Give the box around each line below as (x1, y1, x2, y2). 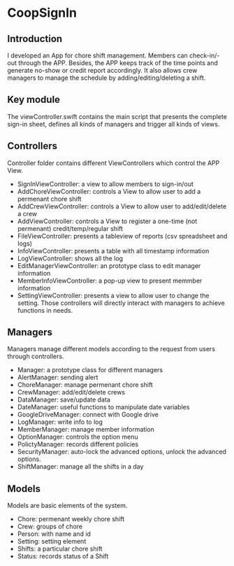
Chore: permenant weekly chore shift (17, 515, 125, 523)
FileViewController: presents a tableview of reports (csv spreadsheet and (17, 232, 228, 240)
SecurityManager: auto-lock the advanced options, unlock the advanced (17, 448, 227, 456)
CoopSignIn (7, 5, 78, 21)
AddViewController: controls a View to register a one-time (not (17, 217, 198, 225)
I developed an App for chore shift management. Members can (7, 51, 189, 59)
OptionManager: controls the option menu (17, 432, 138, 441)
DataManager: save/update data (17, 395, 110, 404)
